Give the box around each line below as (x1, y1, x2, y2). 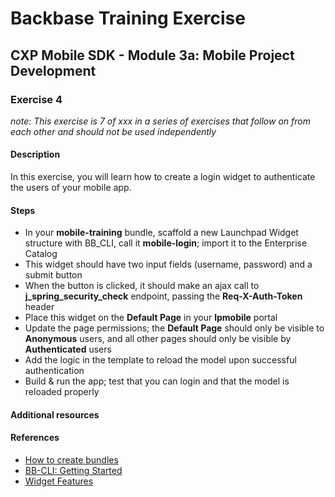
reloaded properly (24, 386, 100, 398)
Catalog (24, 248, 58, 260)
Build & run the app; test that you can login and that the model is (24, 375, 290, 387)
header (24, 301, 55, 313)
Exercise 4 (10, 92, 63, 106)
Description (10, 148, 61, 161)
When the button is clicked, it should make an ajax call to (24, 280, 260, 292)
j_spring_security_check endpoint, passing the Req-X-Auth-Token (24, 290, 303, 302)
